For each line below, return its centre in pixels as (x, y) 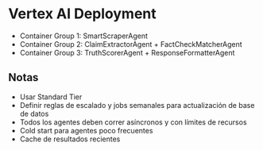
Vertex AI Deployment (82, 14)
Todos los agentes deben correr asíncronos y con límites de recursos (133, 122)
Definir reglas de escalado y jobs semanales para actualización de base (137, 105)
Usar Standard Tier (51, 97)
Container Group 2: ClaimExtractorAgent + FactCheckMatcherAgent (131, 44)
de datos (34, 113)
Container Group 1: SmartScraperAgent (84, 36)
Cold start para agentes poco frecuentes (86, 130)
